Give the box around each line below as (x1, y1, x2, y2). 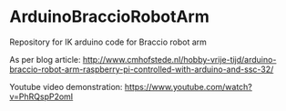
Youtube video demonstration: (9, 81, 123, 92)
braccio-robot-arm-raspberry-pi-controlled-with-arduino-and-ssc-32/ (9, 64, 274, 75)
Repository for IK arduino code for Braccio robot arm (9, 36, 208, 47)
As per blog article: (9, 54, 81, 65)
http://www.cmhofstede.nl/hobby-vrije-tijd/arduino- (82, 54, 277, 65)
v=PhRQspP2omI (9, 91, 74, 102)
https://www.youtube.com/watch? (124, 81, 253, 92)
